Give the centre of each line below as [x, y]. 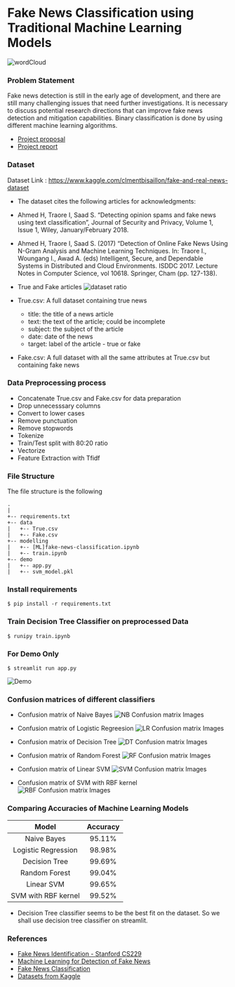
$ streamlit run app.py [42, 668]
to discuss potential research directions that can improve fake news [105, 111]
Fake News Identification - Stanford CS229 [79, 953]
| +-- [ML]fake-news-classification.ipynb [73, 548]
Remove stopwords [45, 428]
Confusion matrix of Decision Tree [67, 742]
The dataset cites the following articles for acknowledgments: [107, 201]
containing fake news [48, 365]
